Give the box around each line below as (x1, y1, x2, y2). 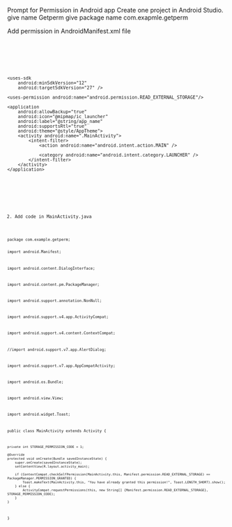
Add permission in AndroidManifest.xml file (7, 27, 131, 35)
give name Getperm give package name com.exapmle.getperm (7, 13, 189, 22)
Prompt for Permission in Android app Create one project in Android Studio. (7, 6, 224, 14)
